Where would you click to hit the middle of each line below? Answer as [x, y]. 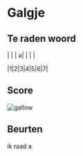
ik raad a [20, 146]
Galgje [26, 13]
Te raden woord [41, 39]
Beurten [25, 129]
